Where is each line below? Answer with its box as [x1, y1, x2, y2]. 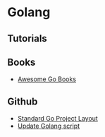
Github [7, 95, 38, 107]
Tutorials [7, 32, 47, 44]
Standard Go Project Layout [17, 114, 99, 123]
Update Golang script [17, 121, 80, 131]
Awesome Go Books [17, 75, 76, 83]
